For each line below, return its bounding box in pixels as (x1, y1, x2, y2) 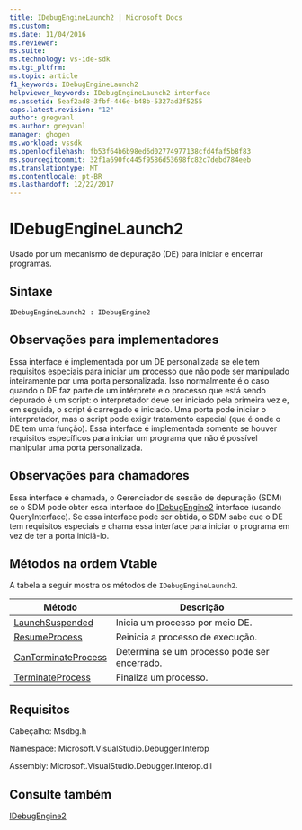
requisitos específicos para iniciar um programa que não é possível (9, 432, 258, 443)
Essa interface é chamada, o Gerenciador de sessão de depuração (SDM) (9, 491, 283, 503)
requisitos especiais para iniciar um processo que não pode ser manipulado (9, 366, 290, 376)
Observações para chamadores (9, 468, 191, 483)
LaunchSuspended (13, 616, 94, 629)
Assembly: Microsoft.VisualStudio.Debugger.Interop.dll (9, 761, 213, 772)
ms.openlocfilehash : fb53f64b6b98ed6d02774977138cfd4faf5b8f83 (9, 146, 252, 155)
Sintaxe (9, 284, 53, 299)
